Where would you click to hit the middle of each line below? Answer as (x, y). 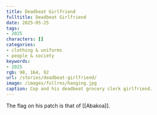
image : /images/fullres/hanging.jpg (51, 84)
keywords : (18, 61)
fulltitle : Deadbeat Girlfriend (46, 17)
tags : (13, 28)
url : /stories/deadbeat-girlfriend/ (51, 78)
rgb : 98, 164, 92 (28, 72)
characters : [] (25, 39)
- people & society (30, 56)
